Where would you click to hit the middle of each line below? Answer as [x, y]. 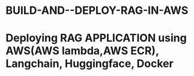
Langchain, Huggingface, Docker [89, 64]
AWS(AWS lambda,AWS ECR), [82, 51]
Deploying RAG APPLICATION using [96, 38]
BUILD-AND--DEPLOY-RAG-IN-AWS [97, 11]
